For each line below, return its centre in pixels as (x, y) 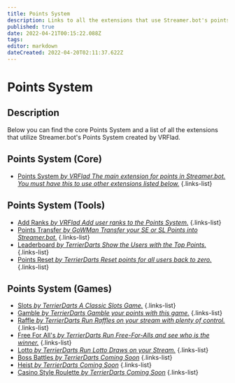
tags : (15, 40)
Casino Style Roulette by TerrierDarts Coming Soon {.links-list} (108, 373)
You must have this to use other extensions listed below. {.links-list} (115, 183)
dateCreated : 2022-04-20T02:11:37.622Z (65, 53)
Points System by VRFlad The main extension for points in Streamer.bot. (121, 176)
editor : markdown (33, 46)
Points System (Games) (59, 288)
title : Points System (39, 14)
